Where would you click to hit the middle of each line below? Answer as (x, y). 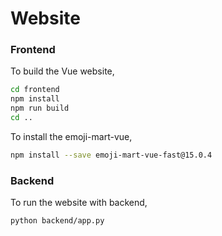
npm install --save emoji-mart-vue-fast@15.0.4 (111, 155)
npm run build (40, 108)
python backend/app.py (57, 221)
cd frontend (35, 90)
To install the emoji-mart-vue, (71, 136)
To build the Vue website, (62, 71)
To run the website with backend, (79, 203)
